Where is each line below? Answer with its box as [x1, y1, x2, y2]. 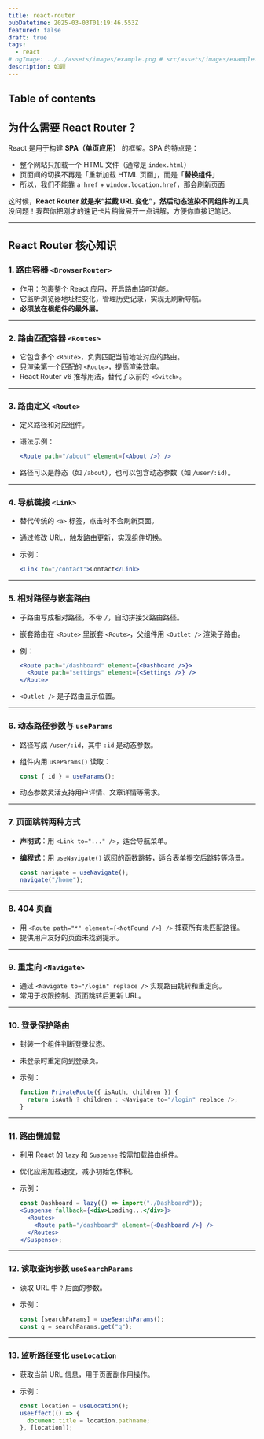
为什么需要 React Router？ [8, 121, 137, 134]
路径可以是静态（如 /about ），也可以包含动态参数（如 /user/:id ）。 [19, 468, 236, 478]
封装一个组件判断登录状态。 [19, 1039, 110, 1049]
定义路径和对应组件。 [19, 420, 89, 429]
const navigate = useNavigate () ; [19, 868, 130, 876]
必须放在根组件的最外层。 [19, 303, 103, 313]
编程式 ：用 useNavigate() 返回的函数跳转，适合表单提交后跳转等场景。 [19, 853, 249, 862]
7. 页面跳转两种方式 [8, 816, 81, 827]
